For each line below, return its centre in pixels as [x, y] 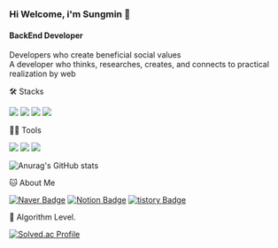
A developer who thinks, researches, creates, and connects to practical [139, 65]
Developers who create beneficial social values [95, 55]
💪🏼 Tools [25, 130]
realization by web [43, 74]
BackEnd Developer [46, 35]
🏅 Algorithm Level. [42, 217]
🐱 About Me [32, 183]
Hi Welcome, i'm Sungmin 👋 [70, 14]
